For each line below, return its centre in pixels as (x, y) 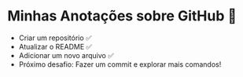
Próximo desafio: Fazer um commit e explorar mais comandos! (120, 64)
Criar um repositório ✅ (55, 38)
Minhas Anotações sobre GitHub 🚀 (122, 16)
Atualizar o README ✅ (55, 46)
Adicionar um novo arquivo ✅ (66, 55)
